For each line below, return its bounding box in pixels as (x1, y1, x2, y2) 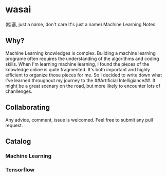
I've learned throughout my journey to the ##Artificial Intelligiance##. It (5, 77, 156, 83)
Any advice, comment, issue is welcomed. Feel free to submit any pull (5, 116, 153, 123)
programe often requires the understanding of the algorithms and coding (5, 55, 159, 62)
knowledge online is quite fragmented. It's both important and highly (5, 66, 151, 72)
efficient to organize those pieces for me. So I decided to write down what (5, 72, 162, 78)
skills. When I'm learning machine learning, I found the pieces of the (5, 61, 150, 67)
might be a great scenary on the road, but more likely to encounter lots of (5, 83, 161, 89)
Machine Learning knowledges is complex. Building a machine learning (5, 50, 156, 56)
